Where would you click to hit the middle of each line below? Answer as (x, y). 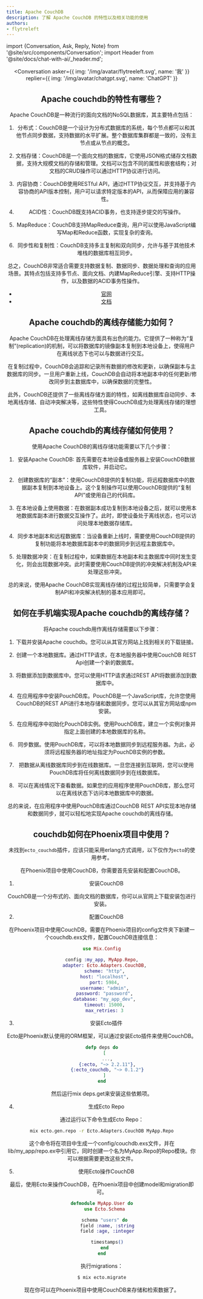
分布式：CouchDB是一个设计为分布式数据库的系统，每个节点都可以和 (104, 128)
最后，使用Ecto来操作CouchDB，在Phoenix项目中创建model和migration (99, 1184)
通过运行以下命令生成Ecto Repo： (102, 1120)
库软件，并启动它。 (106, 467)
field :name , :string (107, 1226)
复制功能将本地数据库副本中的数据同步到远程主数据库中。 (106, 544)
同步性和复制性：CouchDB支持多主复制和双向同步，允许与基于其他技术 (106, 245)
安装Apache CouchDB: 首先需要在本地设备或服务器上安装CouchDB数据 (106, 459)
